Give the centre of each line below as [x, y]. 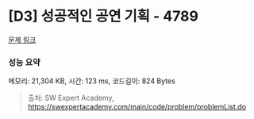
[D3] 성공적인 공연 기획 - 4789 [103, 16]
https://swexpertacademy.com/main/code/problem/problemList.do [137, 107]
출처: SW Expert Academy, [71, 98]
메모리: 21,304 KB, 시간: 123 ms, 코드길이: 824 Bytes [92, 81]
